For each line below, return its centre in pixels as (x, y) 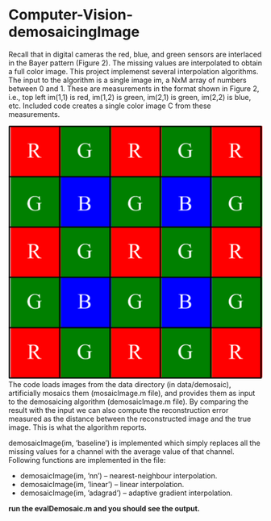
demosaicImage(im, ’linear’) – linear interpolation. (102, 484)
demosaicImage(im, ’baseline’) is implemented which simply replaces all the (134, 443)
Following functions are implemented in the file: (87, 460)
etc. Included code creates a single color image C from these (110, 106)
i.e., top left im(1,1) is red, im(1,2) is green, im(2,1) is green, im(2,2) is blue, (130, 97)
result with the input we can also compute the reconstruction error (119, 410)
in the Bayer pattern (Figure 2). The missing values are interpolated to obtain (135, 63)
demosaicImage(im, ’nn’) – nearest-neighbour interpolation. (119, 475)
